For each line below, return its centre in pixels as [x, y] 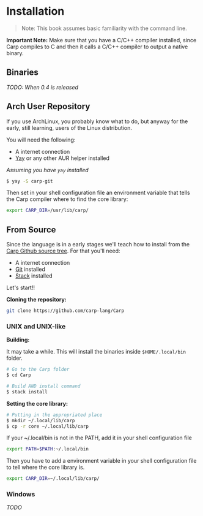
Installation [35, 11]
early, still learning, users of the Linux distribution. [69, 127]
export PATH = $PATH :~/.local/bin [47, 449]
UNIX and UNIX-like [36, 326]
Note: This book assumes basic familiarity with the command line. [104, 28]
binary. [15, 53]
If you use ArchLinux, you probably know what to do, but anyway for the [97, 121]
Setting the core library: [37, 403]
